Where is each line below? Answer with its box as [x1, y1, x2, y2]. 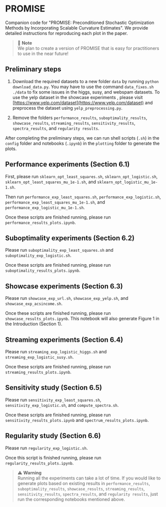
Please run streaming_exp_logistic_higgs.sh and [5, 349, 107, 354]
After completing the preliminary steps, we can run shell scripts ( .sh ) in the [5, 135, 159, 141]
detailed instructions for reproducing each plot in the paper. [5, 30, 128, 36]
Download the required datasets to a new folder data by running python [12, 78, 159, 84]
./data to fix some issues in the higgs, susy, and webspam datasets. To [12, 89, 160, 95]
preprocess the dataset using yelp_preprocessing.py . [12, 105, 122, 111]
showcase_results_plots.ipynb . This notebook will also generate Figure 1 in [5, 316, 160, 322]
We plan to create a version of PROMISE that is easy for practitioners [17, 45, 159, 51]
